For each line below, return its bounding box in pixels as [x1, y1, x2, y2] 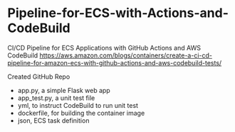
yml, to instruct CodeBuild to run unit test [17, 101, 139, 109]
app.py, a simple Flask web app [17, 86, 110, 94]
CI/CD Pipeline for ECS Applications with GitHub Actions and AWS [7, 43, 202, 52]
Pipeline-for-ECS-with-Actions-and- [7, 5, 229, 21]
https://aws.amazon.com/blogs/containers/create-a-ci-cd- [39, 51, 212, 60]
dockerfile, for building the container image [17, 109, 145, 117]
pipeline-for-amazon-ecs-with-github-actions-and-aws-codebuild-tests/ [7, 58, 222, 67]
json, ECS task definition [17, 116, 90, 125]
